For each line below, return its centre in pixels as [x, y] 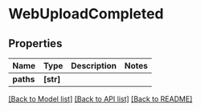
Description [94, 66]
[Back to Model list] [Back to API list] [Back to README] [100, 99]
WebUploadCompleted [86, 14]
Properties [35, 44]
